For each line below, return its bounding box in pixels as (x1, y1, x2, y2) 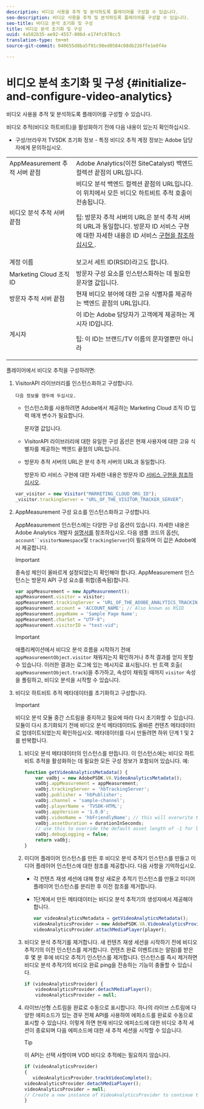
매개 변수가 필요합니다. (30, 412, 85, 419)
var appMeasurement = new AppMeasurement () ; (15, 588, 130, 595)
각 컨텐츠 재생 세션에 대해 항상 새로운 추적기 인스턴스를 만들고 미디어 (33, 875, 195, 882)
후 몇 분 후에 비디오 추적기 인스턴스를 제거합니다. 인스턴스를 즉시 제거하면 (24, 953, 198, 961)
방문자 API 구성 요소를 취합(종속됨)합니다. (31, 576, 130, 584)
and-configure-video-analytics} (6, 89, 173, 103)
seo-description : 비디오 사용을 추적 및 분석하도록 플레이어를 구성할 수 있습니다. (6, 15, 189, 21)
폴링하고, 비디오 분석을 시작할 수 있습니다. (21, 676, 121, 683)
